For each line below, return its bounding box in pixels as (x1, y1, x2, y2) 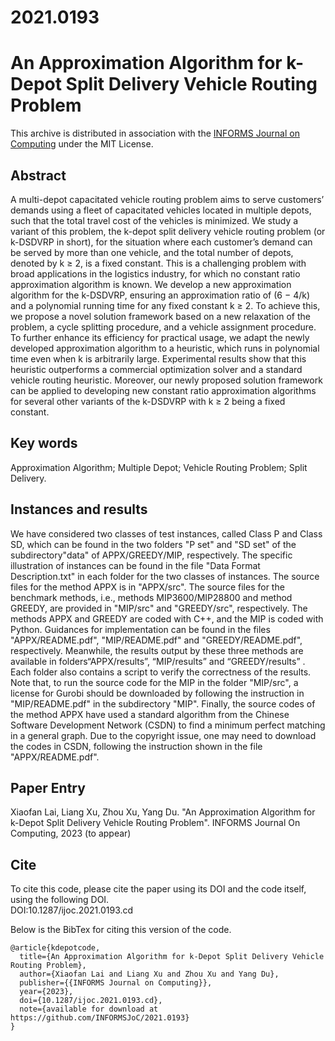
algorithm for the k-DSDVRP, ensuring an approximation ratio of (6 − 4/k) (10, 289, 311, 301)
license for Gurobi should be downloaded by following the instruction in (10, 687, 305, 699)
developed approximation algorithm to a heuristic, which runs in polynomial (10, 342, 320, 354)
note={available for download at (19, 1004, 159, 1015)
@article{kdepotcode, (10, 943, 101, 953)
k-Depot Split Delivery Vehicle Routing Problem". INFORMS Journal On (10, 817, 301, 829)
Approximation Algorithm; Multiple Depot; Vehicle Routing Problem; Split (10, 461, 308, 473)
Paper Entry (10, 779, 86, 796)
